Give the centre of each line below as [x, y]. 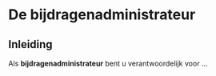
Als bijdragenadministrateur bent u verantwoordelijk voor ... [108, 63]
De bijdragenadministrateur [102, 15]
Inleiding [31, 44]
